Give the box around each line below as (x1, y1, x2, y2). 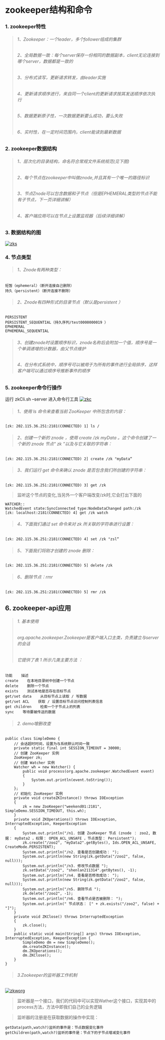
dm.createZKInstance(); (23, 944, 71, 949)
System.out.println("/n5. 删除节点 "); (23, 887, 101, 892)
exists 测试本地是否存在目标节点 (5, 689, 71, 694)
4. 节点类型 (5, 254, 31, 260)
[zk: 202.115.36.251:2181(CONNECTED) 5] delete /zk (5, 563, 113, 568)
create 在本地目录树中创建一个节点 (5, 679, 75, 684)
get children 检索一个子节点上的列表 (5, 705, 81, 709)
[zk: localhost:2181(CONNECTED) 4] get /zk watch (5, 510, 109, 515)
